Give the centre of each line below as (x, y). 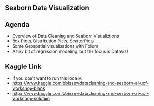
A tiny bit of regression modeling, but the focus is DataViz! (70, 51)
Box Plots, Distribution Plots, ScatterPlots (53, 41)
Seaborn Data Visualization (47, 8)
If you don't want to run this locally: (47, 78)
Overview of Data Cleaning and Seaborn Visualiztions (66, 36)
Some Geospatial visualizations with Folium (55, 46)
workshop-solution (31, 99)
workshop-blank (28, 88)
